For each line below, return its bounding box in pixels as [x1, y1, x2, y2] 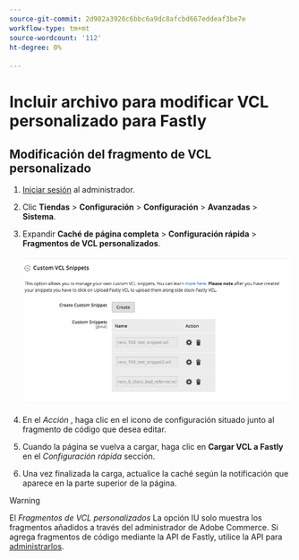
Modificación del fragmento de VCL [9, 146, 212, 161]
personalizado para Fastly [9, 111, 208, 132]
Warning [9, 495, 40, 506]
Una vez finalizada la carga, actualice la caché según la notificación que [21, 469, 289, 479]
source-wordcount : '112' [9, 33, 102, 42]
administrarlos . [9, 541, 64, 552]
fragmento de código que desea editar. [21, 424, 167, 435]
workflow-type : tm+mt [9, 23, 90, 33]
